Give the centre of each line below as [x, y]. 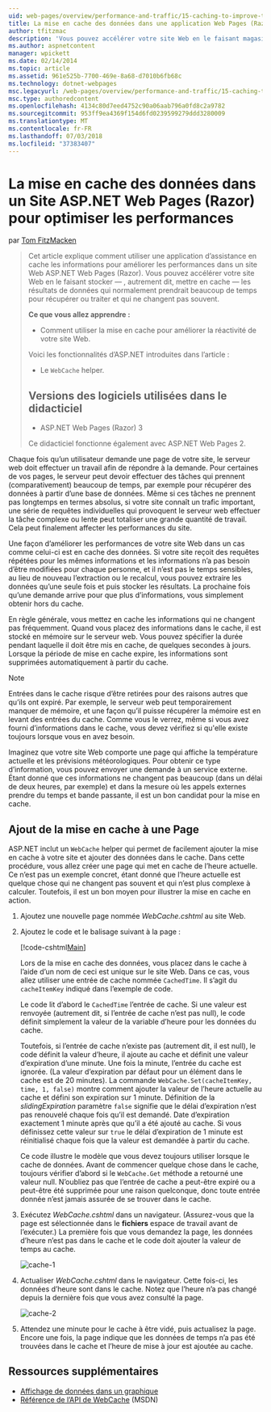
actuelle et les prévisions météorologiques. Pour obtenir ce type [115, 761]
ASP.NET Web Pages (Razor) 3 [92, 428]
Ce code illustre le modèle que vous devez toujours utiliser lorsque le [135, 1156]
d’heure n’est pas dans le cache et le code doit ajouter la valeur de [130, 1241]
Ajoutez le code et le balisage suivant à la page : [100, 932]
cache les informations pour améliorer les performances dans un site [143, 264]
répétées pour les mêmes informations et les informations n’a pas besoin [129, 561]
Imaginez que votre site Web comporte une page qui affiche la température [133, 752]
